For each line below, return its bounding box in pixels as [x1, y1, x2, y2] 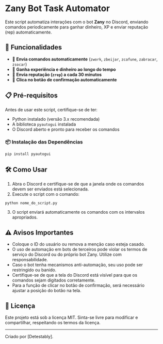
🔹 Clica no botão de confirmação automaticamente [12, 77, 117, 82]
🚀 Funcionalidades [5, 43, 62, 51]
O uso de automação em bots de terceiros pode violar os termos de [12, 247, 147, 252]
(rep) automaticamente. [5, 29, 52, 35]
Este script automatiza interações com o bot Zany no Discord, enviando [5, 19, 149, 25]
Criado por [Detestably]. [5, 334, 53, 340]
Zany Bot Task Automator [5, 3, 110, 14]
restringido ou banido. [12, 267, 57, 273]
